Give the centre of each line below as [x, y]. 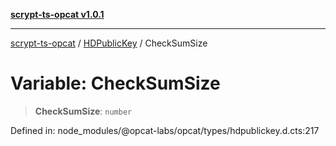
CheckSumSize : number [83, 111]
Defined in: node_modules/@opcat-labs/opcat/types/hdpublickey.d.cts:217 [165, 130]
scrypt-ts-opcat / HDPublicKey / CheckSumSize [109, 43]
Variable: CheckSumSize [115, 83]
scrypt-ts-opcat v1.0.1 [57, 14]
